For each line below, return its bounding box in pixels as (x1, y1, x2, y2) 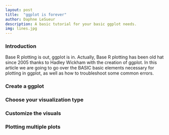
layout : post (5, 7, 33, 13)
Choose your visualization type (5, 96, 84, 103)
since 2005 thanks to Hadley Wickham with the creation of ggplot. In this (5, 59, 157, 65)
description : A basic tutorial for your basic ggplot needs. (5, 21, 137, 27)
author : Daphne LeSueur (5, 17, 56, 22)
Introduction (5, 43, 36, 50)
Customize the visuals (5, 110, 61, 117)
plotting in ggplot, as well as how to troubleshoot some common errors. (5, 70, 154, 76)
